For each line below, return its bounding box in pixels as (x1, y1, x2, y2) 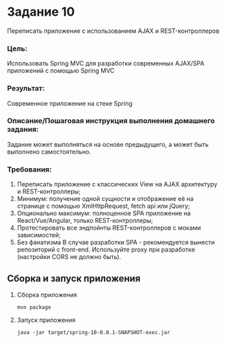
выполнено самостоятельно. (7, 148, 91, 156)
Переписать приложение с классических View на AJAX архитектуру (16, 180, 218, 189)
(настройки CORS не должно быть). (16, 253, 122, 261)
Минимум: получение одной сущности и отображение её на (16, 195, 194, 203)
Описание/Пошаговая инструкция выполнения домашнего (7, 116, 215, 126)
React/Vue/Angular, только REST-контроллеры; (16, 217, 154, 225)
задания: (7, 124, 39, 134)
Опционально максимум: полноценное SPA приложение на (16, 209, 191, 217)
